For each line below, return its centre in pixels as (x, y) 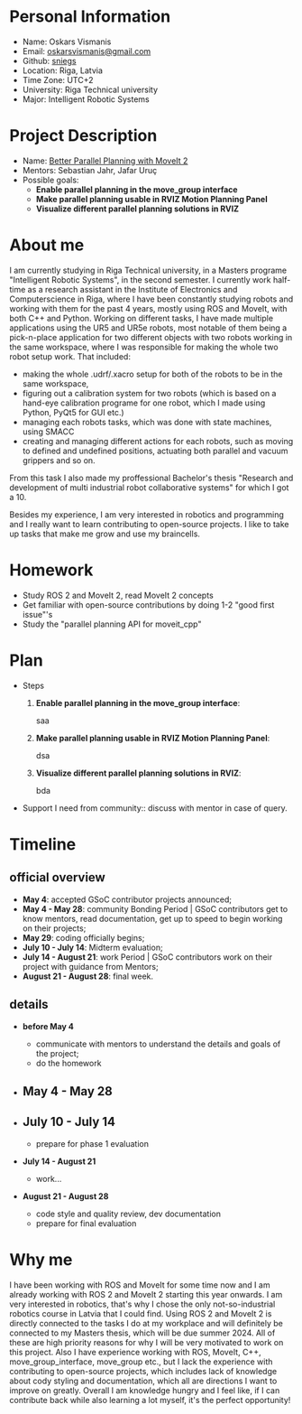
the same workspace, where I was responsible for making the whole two (144, 347)
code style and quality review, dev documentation (128, 1214)
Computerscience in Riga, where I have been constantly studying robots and (151, 299)
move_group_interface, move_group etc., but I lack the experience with (141, 1362)
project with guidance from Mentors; (91, 966)
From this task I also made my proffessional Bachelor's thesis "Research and (151, 478)
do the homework (69, 1063)
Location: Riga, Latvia (63, 70)
